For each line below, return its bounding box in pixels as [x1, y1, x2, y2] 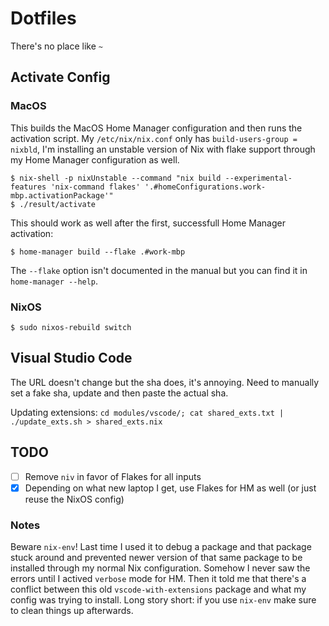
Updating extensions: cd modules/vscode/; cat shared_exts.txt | [10, 406, 285, 418]
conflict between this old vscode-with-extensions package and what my [10, 583, 307, 595]
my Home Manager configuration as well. [10, 153, 180, 166]
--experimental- [224, 173, 293, 183]
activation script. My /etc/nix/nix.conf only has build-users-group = [10, 132, 298, 144]
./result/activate [19, 199, 97, 209]
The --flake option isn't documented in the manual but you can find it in [10, 264, 308, 276]
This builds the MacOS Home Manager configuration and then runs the [10, 122, 303, 134]
